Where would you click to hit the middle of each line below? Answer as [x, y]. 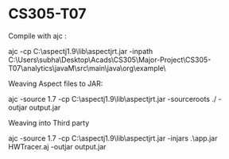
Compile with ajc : [38, 36]
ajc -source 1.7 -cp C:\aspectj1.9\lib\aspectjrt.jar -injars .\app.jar [113, 138]
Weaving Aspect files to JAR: [56, 83]
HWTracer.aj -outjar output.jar [57, 146]
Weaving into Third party [49, 122]
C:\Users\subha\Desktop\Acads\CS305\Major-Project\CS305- [110, 60]
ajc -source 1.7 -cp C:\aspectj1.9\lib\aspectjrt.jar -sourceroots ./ [113, 99]
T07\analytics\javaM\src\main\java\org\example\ [87, 68]
